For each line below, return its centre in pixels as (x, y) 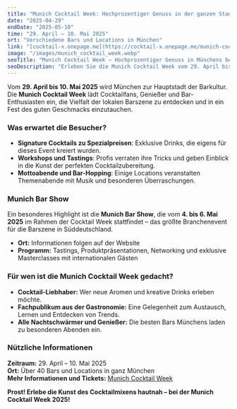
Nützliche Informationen (50, 347)
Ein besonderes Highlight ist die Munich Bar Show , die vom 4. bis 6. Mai (113, 214)
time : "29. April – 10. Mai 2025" (58, 34)
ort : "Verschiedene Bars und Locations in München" (85, 40)
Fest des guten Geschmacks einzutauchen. (70, 109)
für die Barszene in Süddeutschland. (60, 229)
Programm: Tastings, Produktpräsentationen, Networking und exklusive (122, 250)
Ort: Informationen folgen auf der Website (79, 243)
